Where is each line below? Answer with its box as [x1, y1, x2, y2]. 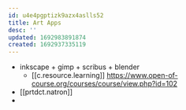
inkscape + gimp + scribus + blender [19, 62, 140, 71]
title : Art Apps [8, 19, 61, 27]
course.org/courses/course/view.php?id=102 [31, 79, 178, 89]
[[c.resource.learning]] [31, 71, 105, 80]
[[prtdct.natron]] [19, 87, 73, 97]
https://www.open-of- [106, 71, 179, 80]
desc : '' [8, 26, 37, 34]
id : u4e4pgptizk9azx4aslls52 [8, 11, 104, 20]
